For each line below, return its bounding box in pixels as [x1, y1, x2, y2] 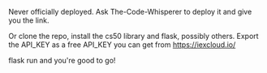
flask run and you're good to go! [8, 56, 116, 65]
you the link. [8, 15, 50, 25]
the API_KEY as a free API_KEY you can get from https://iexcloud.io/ [8, 40, 236, 49]
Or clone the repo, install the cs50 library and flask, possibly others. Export [8, 32, 259, 41]
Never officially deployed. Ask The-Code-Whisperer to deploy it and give [8, 7, 252, 16]
